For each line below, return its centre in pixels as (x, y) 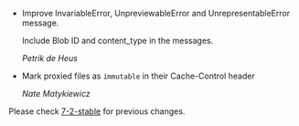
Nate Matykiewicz (56, 94)
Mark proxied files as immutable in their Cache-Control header (138, 76)
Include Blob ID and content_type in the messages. (117, 41)
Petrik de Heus (50, 58)
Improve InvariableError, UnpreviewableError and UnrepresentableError (155, 13)
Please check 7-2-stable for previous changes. (97, 111)
